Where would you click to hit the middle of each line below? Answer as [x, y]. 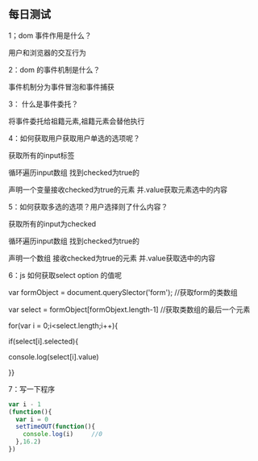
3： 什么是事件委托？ [44, 104]
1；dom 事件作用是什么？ [50, 35]
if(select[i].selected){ [44, 341]
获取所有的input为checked [52, 223]
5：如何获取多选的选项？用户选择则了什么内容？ [88, 206]
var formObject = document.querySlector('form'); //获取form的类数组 [123, 292]
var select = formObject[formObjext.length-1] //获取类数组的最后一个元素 [129, 309]
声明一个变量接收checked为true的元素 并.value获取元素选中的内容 [118, 189]
